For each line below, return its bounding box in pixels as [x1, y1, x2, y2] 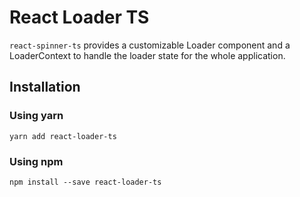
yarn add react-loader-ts [9, 131, 117, 141]
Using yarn [9, 109, 64, 123]
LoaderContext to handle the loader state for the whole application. [9, 49, 286, 61]
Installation [9, 79, 81, 96]
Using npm [9, 154, 64, 168]
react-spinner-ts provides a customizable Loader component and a [9, 39, 291, 51]
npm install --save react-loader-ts [9, 177, 162, 187]
